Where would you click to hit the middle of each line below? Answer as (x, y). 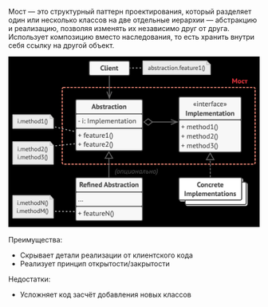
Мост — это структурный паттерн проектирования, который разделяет (130, 12)
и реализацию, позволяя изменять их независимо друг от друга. (119, 28)
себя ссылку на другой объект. (61, 45)
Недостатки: (30, 279)
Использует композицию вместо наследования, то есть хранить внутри (132, 37)
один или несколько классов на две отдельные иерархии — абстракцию (133, 20)
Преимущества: (35, 240)
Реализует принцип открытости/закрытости (95, 264)
